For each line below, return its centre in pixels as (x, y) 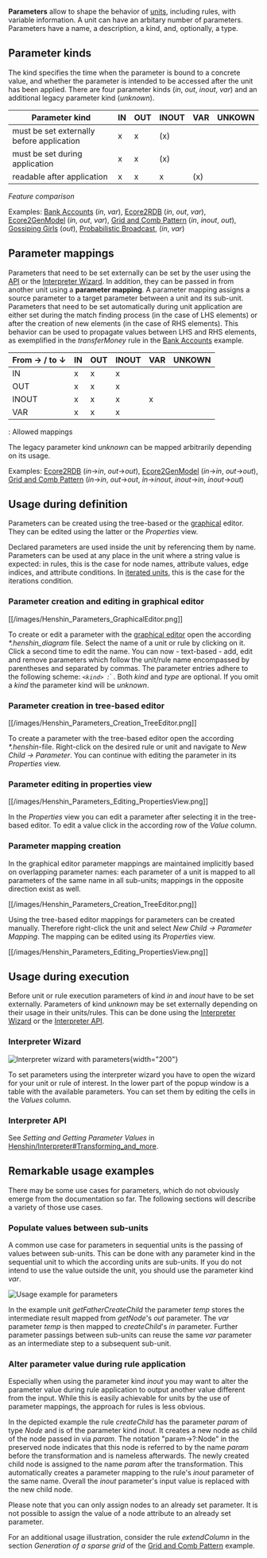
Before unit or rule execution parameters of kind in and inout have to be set (131, 996)
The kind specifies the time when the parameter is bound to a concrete (124, 72)
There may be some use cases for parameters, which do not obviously (124, 1190)
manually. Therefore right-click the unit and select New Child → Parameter (130, 928)
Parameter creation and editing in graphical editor (106, 602)
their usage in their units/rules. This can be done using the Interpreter (122, 1013)
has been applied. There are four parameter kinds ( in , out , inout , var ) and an (133, 89)
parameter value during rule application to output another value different (127, 1389)
